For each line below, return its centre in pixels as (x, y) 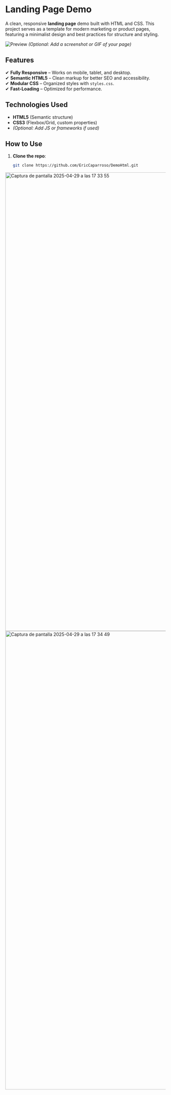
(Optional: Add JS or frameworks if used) (56, 128)
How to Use (24, 144)
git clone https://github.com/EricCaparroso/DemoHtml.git (75, 166)
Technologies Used (36, 105)
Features (20, 60)
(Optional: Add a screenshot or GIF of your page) (80, 44)
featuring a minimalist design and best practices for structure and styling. (82, 34)
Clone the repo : (29, 156)
